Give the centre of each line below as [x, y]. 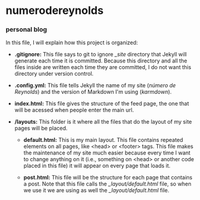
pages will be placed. [41, 128]
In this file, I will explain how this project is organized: [72, 42]
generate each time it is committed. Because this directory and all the [101, 61]
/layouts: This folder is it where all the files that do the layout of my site [103, 122]
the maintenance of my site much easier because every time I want [107, 153]
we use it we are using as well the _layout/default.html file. [96, 190]
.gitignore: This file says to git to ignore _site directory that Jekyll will [100, 55]
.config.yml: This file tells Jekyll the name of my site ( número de [95, 85]
